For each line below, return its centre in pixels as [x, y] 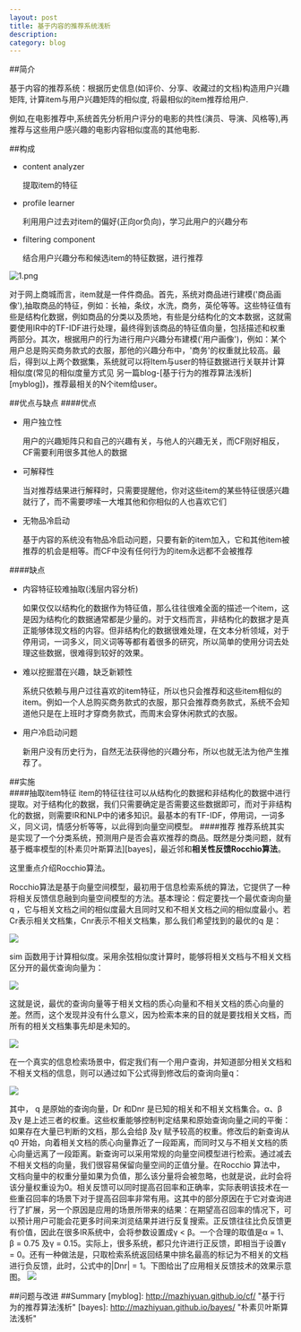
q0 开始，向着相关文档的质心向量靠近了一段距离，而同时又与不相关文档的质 [149, 1143]
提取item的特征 [50, 186]
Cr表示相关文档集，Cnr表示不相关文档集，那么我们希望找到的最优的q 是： [146, 921]
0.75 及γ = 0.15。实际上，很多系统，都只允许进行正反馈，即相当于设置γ [155, 1243]
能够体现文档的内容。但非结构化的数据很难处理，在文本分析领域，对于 [159, 631]
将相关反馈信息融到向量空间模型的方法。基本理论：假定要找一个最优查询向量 [150, 898]
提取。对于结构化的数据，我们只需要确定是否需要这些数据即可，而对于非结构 [150, 804]
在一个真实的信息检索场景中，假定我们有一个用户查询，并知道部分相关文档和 [150, 1062]
